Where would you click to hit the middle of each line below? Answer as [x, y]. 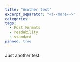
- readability [24, 32]
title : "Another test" [28, 10]
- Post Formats [25, 28]
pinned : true [18, 41]
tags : [11, 23]
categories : [17, 19]
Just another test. [23, 55]
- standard [21, 37]
